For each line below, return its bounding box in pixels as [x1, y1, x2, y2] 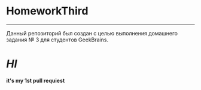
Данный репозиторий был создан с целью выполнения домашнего [6, 29, 178, 37]
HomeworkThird [6, 4, 89, 18]
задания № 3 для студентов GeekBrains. [6, 36, 109, 43]
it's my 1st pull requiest [6, 77, 65, 84]
